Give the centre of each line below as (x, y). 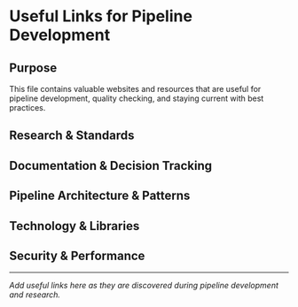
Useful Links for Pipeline (101, 16)
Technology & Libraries (74, 226)
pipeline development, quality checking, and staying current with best (137, 98)
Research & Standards (72, 136)
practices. (27, 107)
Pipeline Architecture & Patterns (100, 196)
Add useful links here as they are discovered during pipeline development (144, 286)
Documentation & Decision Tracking (111, 165)
